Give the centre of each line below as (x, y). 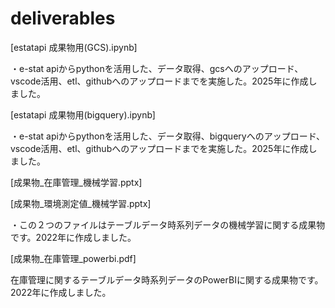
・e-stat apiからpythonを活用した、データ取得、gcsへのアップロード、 (157, 68)
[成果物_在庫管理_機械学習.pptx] (76, 182)
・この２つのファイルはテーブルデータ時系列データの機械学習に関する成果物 (168, 224)
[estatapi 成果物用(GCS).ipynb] (74, 47)
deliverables (63, 18)
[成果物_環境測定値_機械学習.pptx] (81, 203)
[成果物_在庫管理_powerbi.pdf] (73, 258)
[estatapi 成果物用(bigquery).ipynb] (83, 114)
